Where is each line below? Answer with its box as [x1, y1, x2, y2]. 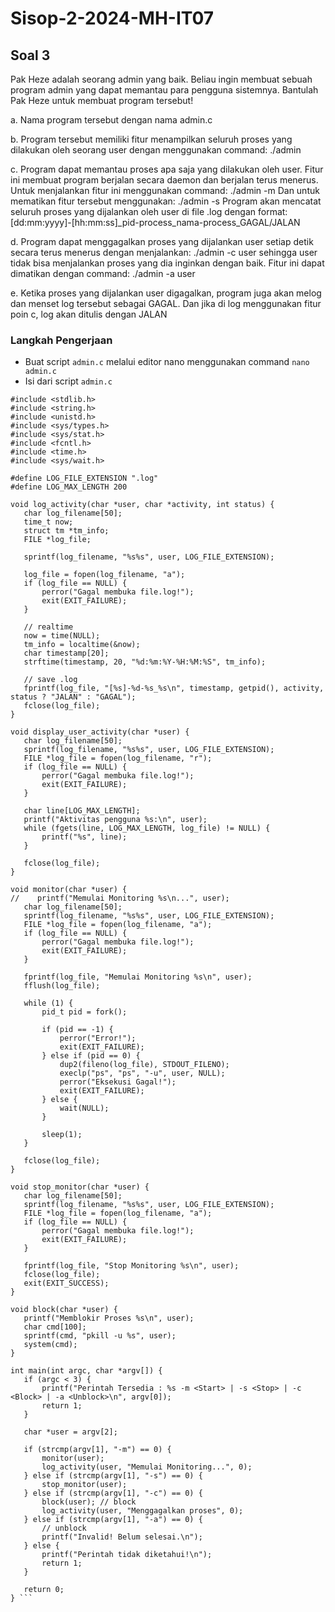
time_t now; [23, 517, 74, 527]
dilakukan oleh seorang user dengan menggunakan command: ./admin [10, 144, 302, 156]
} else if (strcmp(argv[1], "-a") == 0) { [23, 1515, 203, 1525]
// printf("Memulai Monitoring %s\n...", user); [10, 893, 230, 904]
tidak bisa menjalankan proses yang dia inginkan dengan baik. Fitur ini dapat [10, 257, 325, 269]
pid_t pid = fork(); [41, 1007, 128, 1017]
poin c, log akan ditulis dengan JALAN [10, 308, 168, 320]
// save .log [23, 675, 78, 685]
